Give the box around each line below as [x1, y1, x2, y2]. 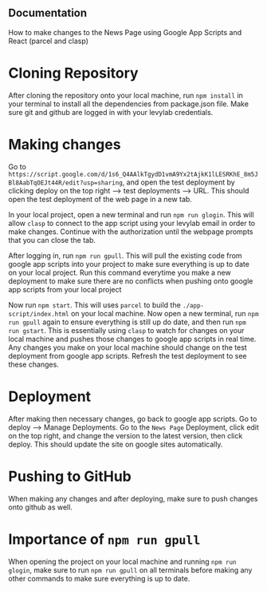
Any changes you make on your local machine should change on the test [8, 343, 247, 352]
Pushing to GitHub [8, 467, 132, 486]
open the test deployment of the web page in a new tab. [8, 194, 193, 204]
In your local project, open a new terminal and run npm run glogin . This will [8, 209, 254, 219]
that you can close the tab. [8, 235, 96, 244]
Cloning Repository [8, 64, 139, 82]
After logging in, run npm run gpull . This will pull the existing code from [8, 251, 242, 260]
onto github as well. [8, 502, 73, 512]
